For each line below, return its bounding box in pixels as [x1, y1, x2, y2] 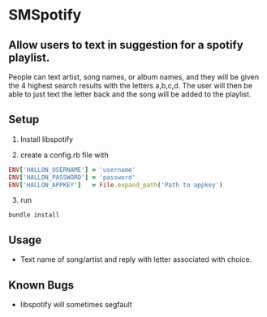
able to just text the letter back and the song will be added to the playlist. [8, 89, 252, 99]
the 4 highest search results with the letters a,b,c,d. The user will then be [8, 81, 253, 90]
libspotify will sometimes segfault [19, 300, 132, 310]
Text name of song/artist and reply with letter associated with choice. [19, 255, 252, 264]
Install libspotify [19, 134, 74, 144]
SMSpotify [8, 6, 82, 24]
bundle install [8, 211, 60, 220]
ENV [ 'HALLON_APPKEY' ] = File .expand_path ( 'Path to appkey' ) [8, 181, 223, 189]
